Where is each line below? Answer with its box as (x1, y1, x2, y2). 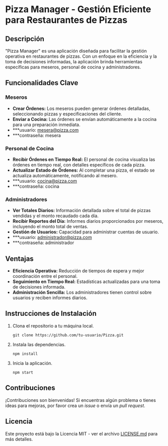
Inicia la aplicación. (12, 360, 52, 366)
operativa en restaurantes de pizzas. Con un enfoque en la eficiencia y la (5, 53, 157, 59)
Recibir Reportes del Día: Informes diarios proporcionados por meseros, (12, 218, 163, 224)
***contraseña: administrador (12, 239, 74, 246)
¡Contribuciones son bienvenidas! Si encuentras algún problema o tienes (5, 397, 156, 403)
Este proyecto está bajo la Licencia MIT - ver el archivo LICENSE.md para (5, 430, 158, 436)
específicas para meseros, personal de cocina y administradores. (5, 64, 141, 70)
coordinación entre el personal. (12, 273, 78, 279)
